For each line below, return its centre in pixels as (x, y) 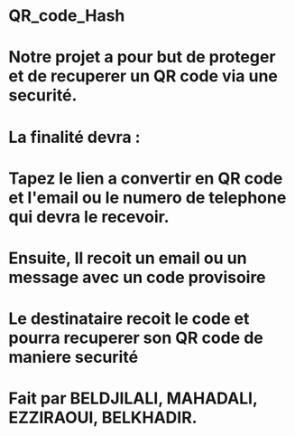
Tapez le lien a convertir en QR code (146, 178)
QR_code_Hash (67, 16)
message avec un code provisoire (138, 277)
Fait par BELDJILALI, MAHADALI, (133, 398)
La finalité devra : (74, 137)
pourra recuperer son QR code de (136, 338)
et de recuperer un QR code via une (143, 76)
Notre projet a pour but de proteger (142, 57)
